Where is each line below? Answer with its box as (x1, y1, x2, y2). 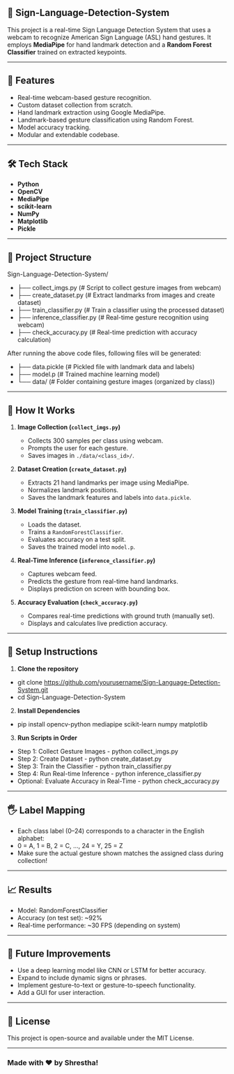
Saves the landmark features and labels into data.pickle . (27, 494, 192, 502)
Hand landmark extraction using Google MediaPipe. (17, 108, 166, 116)
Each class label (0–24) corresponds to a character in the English (17, 826, 205, 835)
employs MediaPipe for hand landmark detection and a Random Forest (7, 40, 212, 49)
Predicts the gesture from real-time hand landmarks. (27, 578, 179, 586)
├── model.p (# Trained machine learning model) (17, 370, 160, 378)
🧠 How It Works (7, 404, 75, 416)
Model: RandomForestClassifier (17, 906, 108, 915)
